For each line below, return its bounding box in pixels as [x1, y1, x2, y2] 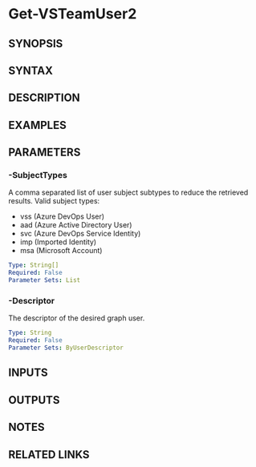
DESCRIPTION [8, 91, 80, 105]
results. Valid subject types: [8, 196, 100, 206]
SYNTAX [8, 63, 54, 77]
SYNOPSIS [8, 37, 63, 50]
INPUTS [8, 366, 48, 380]
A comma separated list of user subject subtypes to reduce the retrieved [8, 187, 249, 197]
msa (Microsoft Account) [19, 246, 103, 256]
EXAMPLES [8, 118, 67, 132]
